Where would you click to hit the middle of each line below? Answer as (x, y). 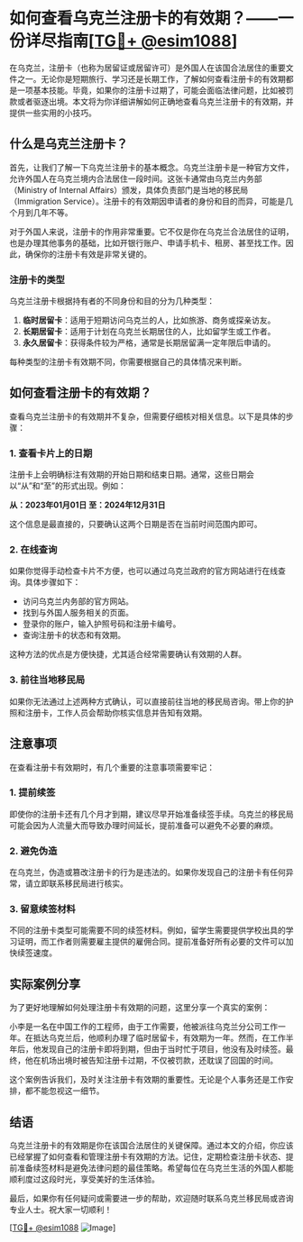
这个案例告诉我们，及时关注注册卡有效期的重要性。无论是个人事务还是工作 (147, 1080)
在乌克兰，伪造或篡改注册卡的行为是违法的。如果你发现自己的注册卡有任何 (147, 872)
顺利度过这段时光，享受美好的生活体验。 (84, 1179)
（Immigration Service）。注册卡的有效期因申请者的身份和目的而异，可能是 (147, 201)
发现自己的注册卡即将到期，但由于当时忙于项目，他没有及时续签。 (163, 1049)
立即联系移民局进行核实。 (80, 883)
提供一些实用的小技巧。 (53, 113)
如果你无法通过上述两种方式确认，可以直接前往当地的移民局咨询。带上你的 (147, 701)
